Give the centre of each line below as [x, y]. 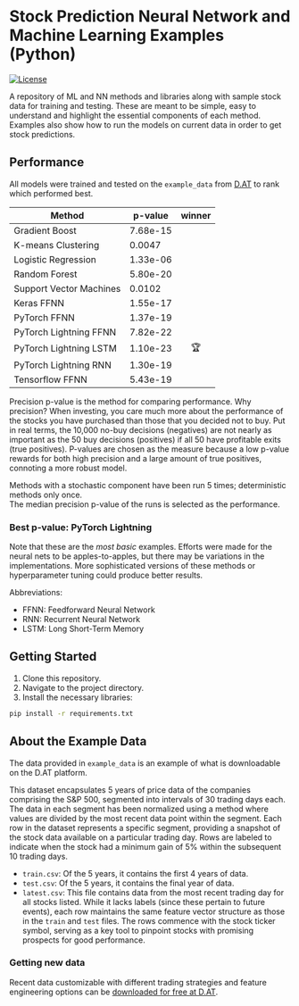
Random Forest [46, 274]
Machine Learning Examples [117, 35]
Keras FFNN [39, 303]
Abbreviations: [36, 593]
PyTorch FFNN [44, 317]
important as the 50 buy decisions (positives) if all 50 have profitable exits [145, 439]
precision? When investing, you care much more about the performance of [146, 411]
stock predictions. [42, 134]
